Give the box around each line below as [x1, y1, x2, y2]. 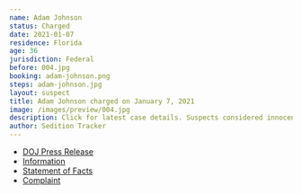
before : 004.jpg [9, 64, 70, 73]
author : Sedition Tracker [9, 122, 106, 131]
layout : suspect [9, 88, 70, 97]
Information [22, 156, 66, 166]
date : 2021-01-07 [9, 30, 75, 39]
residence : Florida [9, 38, 83, 48]
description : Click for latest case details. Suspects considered [9, 113, 263, 122]
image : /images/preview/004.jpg [9, 105, 130, 114]
